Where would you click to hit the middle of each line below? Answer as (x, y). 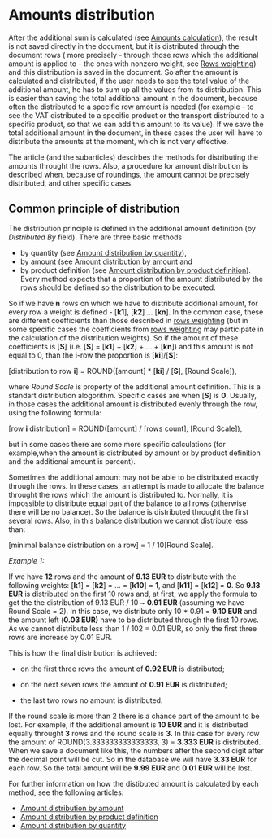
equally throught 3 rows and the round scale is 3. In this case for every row (134, 733)
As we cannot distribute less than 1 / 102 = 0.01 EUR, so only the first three (133, 628)
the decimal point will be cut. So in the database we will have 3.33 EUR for (133, 759)
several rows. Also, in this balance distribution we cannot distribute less (128, 520)
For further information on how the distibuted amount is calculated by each (134, 783)
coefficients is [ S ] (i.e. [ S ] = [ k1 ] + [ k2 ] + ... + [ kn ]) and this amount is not (131, 346)
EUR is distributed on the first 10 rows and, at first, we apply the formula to (133, 594)
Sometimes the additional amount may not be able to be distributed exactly (134, 477)
